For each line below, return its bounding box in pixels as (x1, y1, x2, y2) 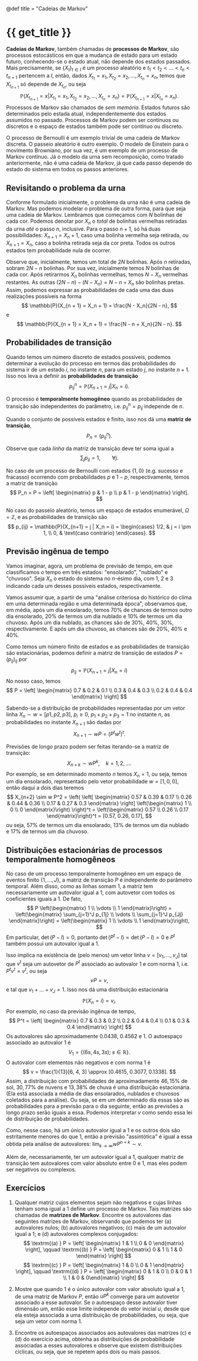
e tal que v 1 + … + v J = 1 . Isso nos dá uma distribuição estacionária (6, 986, 168, 994)
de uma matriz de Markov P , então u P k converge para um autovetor (14, 1292, 180, 1300)
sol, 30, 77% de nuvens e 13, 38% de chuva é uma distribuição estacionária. (6, 1084, 191, 1091)
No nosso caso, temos (6, 678, 61, 685)
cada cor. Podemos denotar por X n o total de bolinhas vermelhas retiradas (6, 217, 187, 226)
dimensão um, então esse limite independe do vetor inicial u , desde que (14, 1305, 190, 1312)
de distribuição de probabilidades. (6, 1115, 90, 1122)
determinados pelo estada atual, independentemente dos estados (6, 110, 167, 117)
